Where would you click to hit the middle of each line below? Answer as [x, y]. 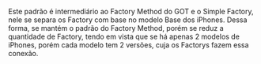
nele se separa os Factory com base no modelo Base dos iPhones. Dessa [128, 20]
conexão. [23, 53]
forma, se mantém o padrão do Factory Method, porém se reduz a [116, 28]
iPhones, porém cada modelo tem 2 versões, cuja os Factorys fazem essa [129, 45]
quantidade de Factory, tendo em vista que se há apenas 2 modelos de [124, 36]
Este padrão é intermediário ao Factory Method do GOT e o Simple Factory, [131, 11]
